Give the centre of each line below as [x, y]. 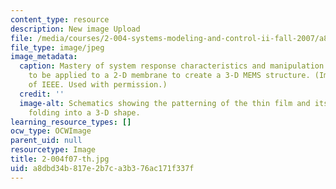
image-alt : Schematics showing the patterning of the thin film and [165, 103]
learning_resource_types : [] [71, 122]
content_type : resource [60, 19]
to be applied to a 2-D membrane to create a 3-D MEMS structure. [169, 76]
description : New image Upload [75, 29]
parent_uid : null [46, 141]
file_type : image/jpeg [57, 47]
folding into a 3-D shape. [84, 112]
